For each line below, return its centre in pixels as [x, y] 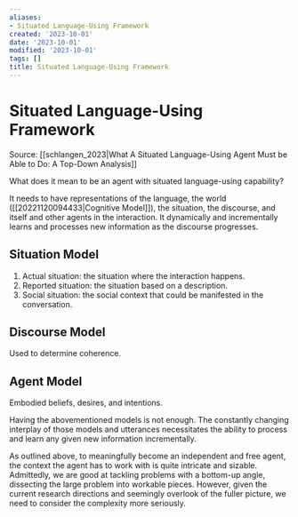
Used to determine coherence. [65, 354]
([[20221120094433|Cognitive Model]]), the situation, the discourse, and [142, 207]
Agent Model [46, 382]
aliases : [25, 17]
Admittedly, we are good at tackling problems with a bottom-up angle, [137, 475]
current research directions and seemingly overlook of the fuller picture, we [148, 494]
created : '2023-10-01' [51, 34]
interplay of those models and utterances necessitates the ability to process [148, 430]
